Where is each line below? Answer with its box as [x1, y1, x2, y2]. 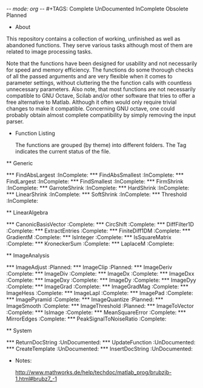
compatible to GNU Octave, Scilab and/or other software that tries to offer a [6, 92, 195, 99]
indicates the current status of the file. [15, 148, 111, 155]
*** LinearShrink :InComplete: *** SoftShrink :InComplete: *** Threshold [6, 191, 187, 198]
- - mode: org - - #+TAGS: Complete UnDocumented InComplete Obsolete [6, 5, 189, 12]
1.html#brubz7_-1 [15, 375, 58, 382]
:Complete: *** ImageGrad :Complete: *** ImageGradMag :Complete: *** [6, 283, 189, 290]
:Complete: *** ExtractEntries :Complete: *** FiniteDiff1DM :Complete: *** [6, 227, 191, 234]
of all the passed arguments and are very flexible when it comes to [6, 73, 173, 80]
